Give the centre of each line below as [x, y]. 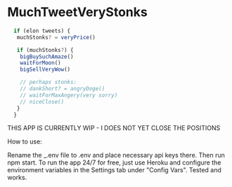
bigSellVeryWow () [45, 70]
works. [17, 178]
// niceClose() [42, 102]
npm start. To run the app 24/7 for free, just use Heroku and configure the [114, 162]
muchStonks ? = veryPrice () [56, 37]
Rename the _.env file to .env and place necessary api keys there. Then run [116, 155]
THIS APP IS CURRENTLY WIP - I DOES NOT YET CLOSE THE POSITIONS [114, 128]
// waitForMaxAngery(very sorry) [69, 95]
